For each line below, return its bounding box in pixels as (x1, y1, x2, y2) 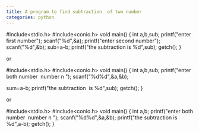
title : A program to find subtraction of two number (6, 8, 143, 15)
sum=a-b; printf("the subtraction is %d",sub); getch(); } (6, 84, 143, 91)
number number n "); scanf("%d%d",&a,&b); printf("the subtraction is (6, 114, 178, 121)
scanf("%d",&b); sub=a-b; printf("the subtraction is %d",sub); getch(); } (6, 43, 182, 51)
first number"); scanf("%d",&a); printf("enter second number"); (6, 37, 160, 44)
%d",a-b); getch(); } (6, 120, 55, 127)
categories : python (6, 14, 55, 20)
